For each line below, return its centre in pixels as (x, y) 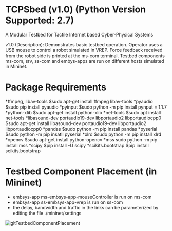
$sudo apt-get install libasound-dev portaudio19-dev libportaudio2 (76, 123)
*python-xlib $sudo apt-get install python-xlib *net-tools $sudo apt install (83, 112)
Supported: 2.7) (40, 20)
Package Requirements (56, 87)
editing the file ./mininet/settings (47, 213)
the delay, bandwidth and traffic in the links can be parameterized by (85, 207)
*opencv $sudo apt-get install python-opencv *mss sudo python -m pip (81, 139)
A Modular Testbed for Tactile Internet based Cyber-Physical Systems (79, 34)
